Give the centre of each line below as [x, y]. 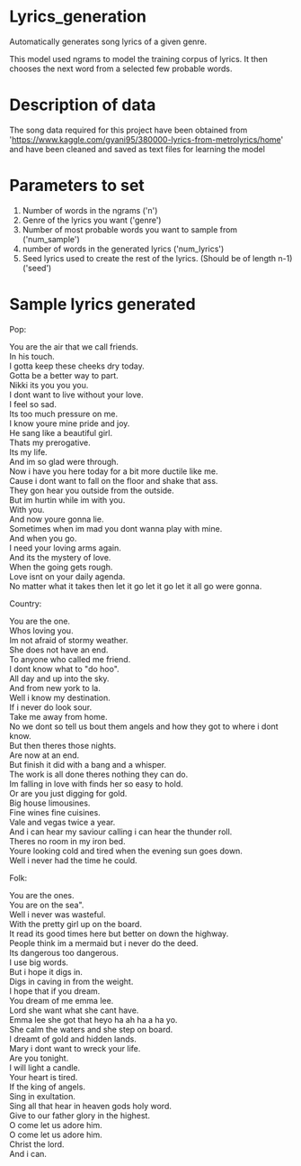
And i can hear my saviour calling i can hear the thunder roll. [121, 832]
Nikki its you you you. [49, 385]
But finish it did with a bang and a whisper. [88, 764]
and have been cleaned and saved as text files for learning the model [137, 149]
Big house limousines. [50, 803]
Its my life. [28, 451]
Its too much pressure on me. [64, 414]
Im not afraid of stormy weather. [69, 640]
